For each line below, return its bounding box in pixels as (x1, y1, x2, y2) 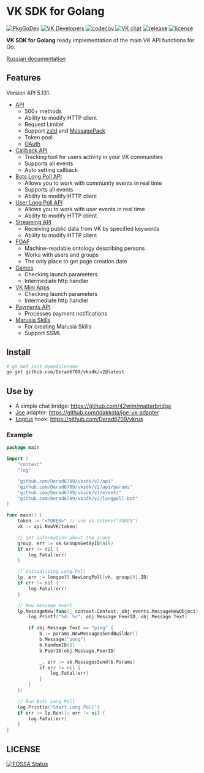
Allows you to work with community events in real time (24, 179, 162, 187)
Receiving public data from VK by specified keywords (24, 225, 160, 232)
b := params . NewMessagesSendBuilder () (39, 631, 138, 637)
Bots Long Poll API (15, 173, 62, 180)
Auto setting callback (24, 166, 78, 173)
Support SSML (24, 329, 61, 336)
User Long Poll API (15, 198, 63, 206)
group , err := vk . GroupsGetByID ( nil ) (17, 540, 114, 546)
